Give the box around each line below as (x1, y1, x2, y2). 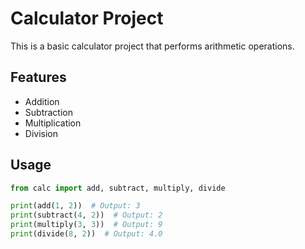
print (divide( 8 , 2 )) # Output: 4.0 (10, 229, 163, 239)
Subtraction (24, 106, 73, 118)
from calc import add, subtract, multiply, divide (10, 183, 226, 193)
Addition (24, 95, 60, 107)
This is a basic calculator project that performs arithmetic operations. (10, 40, 295, 52)
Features (10, 69, 67, 86)
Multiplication (24, 117, 82, 129)
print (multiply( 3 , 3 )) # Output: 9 (10, 220, 163, 230)
